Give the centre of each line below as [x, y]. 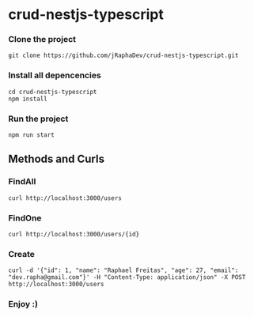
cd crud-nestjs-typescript [53, 92]
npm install [28, 99]
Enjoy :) [23, 304]
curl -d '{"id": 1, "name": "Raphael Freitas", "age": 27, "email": [123, 270]
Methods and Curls [57, 159]
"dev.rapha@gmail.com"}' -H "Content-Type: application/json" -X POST [127, 277]
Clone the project [42, 40]
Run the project [38, 119]
